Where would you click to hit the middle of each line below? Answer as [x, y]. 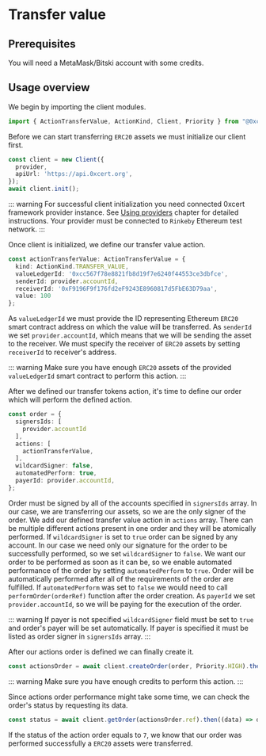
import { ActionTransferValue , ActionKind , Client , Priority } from [123, 121]
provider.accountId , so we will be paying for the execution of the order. [125, 604]
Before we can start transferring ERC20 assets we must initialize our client [127, 136]
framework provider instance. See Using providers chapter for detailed [123, 212]
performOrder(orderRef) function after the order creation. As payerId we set [132, 595]
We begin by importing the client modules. [77, 107]
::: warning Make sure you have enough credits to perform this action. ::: [126, 681]
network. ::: [27, 229]
